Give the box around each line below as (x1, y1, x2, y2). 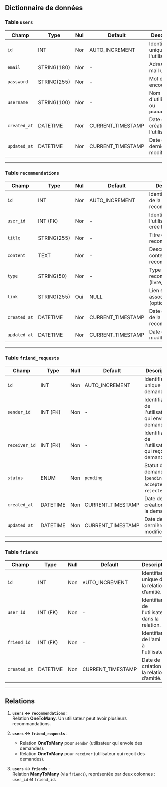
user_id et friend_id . (12, 776, 56, 782)
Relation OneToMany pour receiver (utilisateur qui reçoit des (19, 751, 145, 757)
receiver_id (7, 443, 36, 448)
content (7, 252, 26, 258)
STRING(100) (38, 99, 71, 106)
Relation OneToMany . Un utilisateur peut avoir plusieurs (12, 715, 127, 721)
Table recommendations (5, 169, 60, 176)
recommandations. (12, 721, 51, 727)
